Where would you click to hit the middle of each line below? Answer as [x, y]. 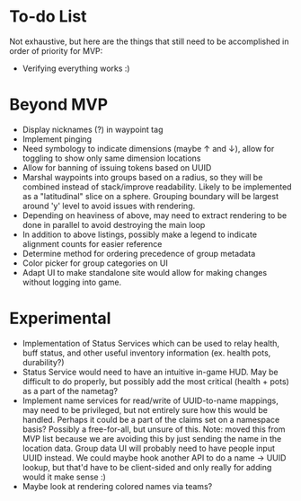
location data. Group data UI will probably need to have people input [149, 448]
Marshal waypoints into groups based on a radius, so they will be [142, 177]
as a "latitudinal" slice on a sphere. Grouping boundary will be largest [150, 196]
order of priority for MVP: [56, 50]
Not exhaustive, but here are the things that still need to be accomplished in [149, 41]
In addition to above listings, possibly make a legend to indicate [140, 234]
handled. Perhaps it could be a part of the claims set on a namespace [151, 419]
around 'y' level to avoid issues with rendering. [109, 206]
